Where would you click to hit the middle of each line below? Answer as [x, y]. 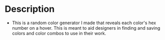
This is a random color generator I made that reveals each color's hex [84, 23]
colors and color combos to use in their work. [59, 33]
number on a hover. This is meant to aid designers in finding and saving [86, 28]
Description [30, 9]
